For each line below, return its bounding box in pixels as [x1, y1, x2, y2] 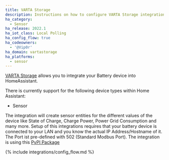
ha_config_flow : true [5, 36, 51, 41]
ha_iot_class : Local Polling [5, 31, 66, 36]
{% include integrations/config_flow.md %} [5, 149, 95, 155]
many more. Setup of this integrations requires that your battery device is [5, 123, 157, 129]
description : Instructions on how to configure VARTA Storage [5, 12, 138, 17]
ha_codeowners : [5, 40, 37, 45]
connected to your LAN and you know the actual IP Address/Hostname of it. [5, 129, 162, 135]
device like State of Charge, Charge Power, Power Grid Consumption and [5, 118, 157, 124]
